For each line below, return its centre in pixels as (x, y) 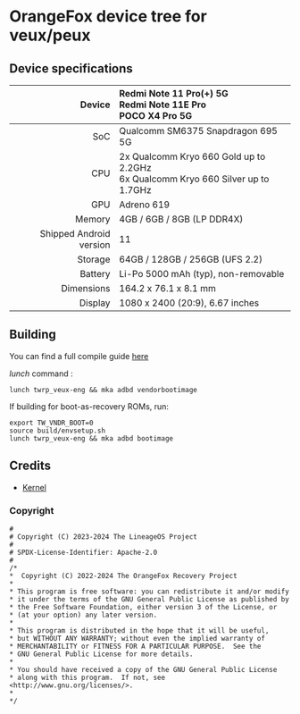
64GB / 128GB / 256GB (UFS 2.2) (191, 259)
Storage (94, 259)
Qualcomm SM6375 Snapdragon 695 (199, 131)
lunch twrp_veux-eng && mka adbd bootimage (92, 438)
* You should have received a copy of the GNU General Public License (143, 669)
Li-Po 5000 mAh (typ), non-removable (202, 274)
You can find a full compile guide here (79, 356)
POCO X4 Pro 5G (156, 116)
